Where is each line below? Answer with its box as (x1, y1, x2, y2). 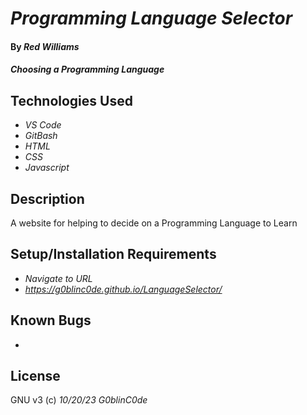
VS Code (24, 119, 62, 131)
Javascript (24, 162, 70, 174)
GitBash (24, 130, 58, 142)
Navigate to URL (24, 272, 93, 284)
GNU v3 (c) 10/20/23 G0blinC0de (10, 394, 148, 406)
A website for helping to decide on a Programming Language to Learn (10, 217, 298, 229)
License (10, 368, 61, 385)
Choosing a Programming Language (10, 63, 165, 76)
